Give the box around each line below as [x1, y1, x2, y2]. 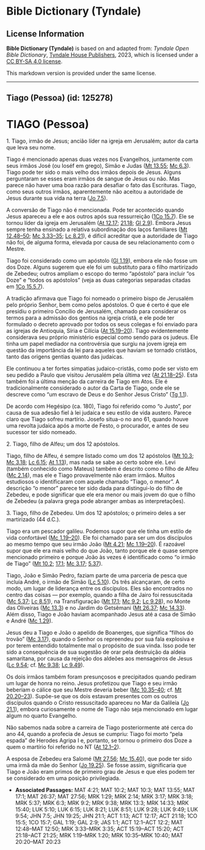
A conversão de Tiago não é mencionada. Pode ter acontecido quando [6, 206, 184, 214]
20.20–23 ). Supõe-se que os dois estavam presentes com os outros [6, 693, 178, 700]
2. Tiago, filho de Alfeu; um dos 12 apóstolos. [6, 440, 120, 448]
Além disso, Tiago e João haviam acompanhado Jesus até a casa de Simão [6, 611, 196, 618]
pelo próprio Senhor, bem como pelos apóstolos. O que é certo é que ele [6, 301, 190, 309]
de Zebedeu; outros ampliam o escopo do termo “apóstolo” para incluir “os [6, 270, 195, 277]
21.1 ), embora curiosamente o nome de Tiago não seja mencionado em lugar [6, 705, 198, 713]
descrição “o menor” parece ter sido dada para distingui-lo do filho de [6, 485, 183, 492]
